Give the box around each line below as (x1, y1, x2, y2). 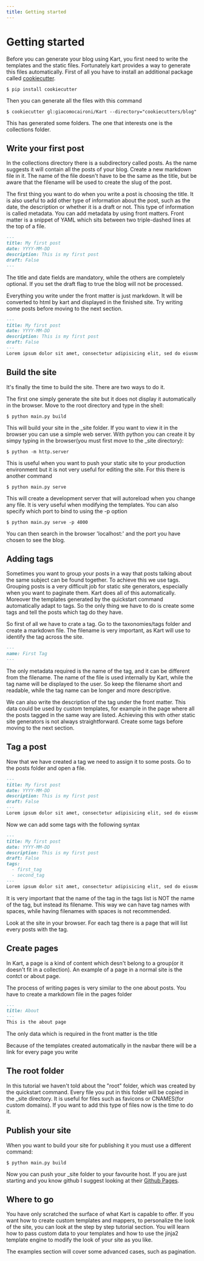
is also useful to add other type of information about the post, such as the (6, 197, 191, 204)
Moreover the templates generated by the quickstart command (6, 596, 163, 603)
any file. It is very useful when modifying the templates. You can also (6, 501, 178, 508)
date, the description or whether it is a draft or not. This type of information (6, 203, 194, 211)
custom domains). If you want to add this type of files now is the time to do (6, 1101, 194, 1109)
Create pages (6, 943, 59, 954)
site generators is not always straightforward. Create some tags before (6, 718, 183, 725)
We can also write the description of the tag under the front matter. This (6, 699, 186, 705)
